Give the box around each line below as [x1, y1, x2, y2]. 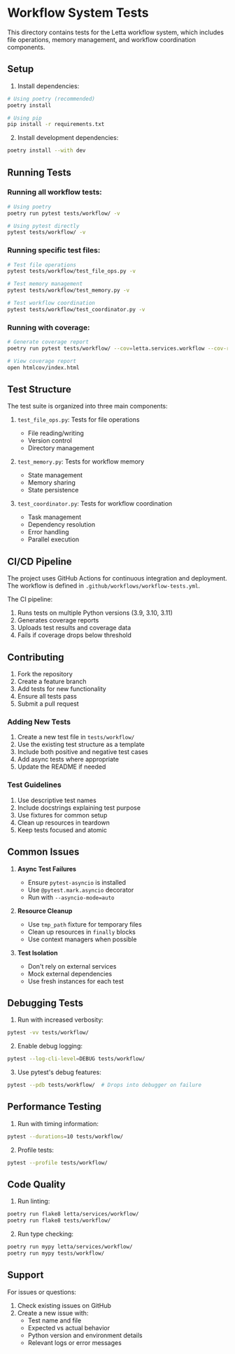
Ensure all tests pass [17, 692, 77, 701]
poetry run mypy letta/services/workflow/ [7, 1243, 133, 1250]
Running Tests [7, 166, 71, 178]
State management [27, 471, 83, 480]
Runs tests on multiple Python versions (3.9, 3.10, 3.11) [17, 608, 173, 617]
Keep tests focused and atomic [17, 825, 107, 834]
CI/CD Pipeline [7, 555, 72, 567]
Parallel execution [27, 535, 80, 543]
